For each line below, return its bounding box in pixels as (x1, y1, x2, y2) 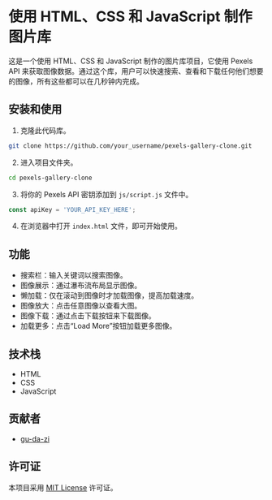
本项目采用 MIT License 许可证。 (8, 482, 118, 492)
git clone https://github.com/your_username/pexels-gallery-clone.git (8, 141, 253, 150)
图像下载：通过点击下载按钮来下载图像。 (19, 311, 156, 321)
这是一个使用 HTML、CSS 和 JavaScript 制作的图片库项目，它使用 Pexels (8, 56, 253, 66)
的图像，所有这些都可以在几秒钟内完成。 (8, 76, 144, 86)
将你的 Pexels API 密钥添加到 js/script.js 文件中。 (19, 189, 193, 199)
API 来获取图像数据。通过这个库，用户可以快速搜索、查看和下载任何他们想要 (8, 66, 264, 75)
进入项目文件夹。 (19, 157, 78, 167)
